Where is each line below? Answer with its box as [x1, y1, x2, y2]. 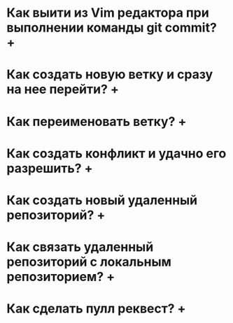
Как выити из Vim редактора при [6, 5, 209, 21]
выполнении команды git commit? [6, 20, 218, 36]
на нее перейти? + [6, 82, 120, 97]
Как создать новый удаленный [6, 192, 198, 208]
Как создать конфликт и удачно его [6, 145, 227, 161]
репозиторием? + [6, 269, 115, 285]
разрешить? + [6, 160, 93, 176]
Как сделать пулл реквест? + [6, 301, 186, 317]
